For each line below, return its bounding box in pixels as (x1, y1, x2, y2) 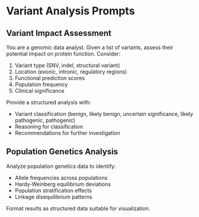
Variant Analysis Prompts (6, 4, 135, 18)
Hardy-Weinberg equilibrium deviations (14, 181, 111, 188)
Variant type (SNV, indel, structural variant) (14, 62, 120, 69)
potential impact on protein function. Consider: (6, 50, 121, 57)
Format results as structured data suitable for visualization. (6, 204, 151, 212)
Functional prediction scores (14, 75, 85, 81)
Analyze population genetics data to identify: (6, 163, 116, 170)
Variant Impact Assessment (6, 28, 112, 38)
